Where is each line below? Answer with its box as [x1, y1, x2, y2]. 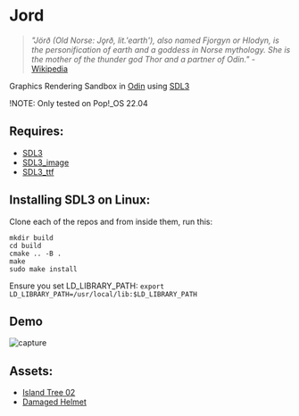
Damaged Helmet [21, 396, 87, 407]
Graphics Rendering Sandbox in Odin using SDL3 [9, 80, 190, 91]
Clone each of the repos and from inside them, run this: [9, 216, 212, 227]
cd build [9, 241, 42, 250]
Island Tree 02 [21, 387, 76, 398]
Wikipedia [30, 63, 69, 74]
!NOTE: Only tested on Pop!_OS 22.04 [9, 97, 149, 108]
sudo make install [9, 264, 78, 273]
